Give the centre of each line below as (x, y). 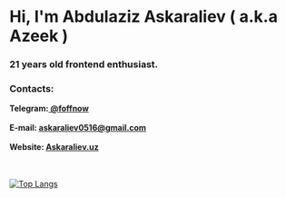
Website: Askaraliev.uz (54, 147)
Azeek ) (39, 36)
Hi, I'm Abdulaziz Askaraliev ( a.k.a (144, 17)
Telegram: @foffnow (49, 109)
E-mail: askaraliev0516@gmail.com (78, 128)
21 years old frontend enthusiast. (84, 64)
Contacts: (32, 89)
